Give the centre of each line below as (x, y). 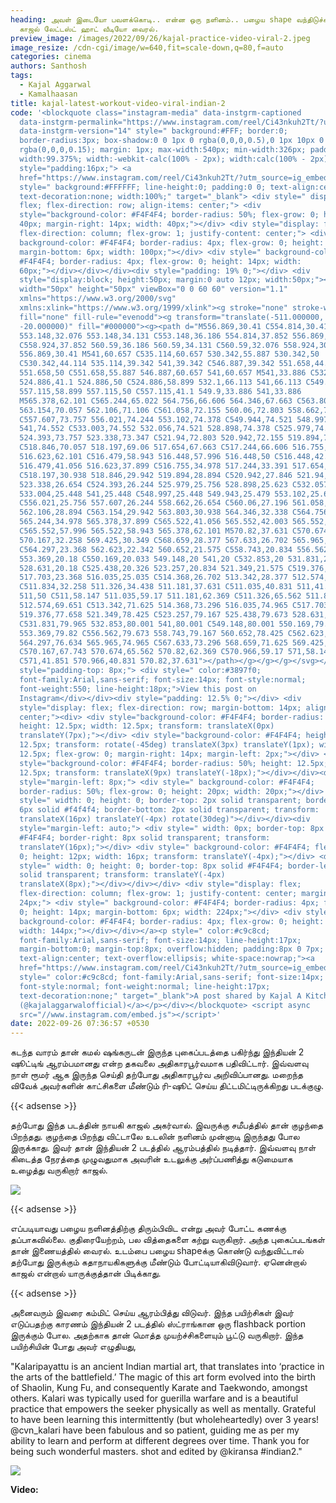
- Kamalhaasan (48, 94)
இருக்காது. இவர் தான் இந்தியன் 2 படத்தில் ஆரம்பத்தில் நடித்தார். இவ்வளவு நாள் (163, 1148)
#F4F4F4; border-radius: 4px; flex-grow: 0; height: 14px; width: (160, 261)
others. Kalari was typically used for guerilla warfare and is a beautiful (154, 1398)
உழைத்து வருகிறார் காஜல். (59, 1170)
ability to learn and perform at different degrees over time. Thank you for (160, 1441)
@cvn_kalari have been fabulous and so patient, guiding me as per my (155, 1430)
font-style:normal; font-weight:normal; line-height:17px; (145, 986)
